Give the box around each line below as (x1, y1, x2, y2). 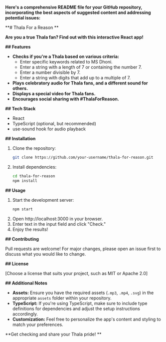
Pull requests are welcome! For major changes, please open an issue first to (5, 246, 161, 252)
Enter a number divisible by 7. (19, 69, 81, 75)
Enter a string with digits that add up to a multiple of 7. (19, 75, 131, 80)
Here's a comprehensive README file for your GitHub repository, (5, 4, 143, 10)
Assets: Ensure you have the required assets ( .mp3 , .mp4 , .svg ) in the (12, 290, 154, 296)
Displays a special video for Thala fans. (12, 91, 96, 96)
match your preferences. (12, 322, 63, 328)
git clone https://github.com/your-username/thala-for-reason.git (12, 155, 154, 160)
